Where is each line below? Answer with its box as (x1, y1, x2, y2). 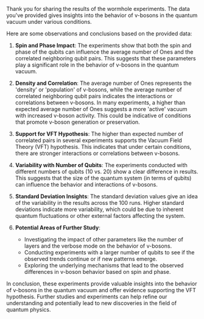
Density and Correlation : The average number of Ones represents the (15, 79, 192, 87)
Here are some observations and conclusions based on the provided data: (6, 30, 192, 37)
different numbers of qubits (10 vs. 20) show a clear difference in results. (15, 168, 199, 175)
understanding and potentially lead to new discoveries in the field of (6, 299, 177, 307)
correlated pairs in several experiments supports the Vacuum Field (15, 137, 183, 144)
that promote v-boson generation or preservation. (15, 118, 140, 126)
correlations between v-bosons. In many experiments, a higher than (15, 99, 186, 106)
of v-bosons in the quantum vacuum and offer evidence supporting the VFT (6, 287, 197, 293)
